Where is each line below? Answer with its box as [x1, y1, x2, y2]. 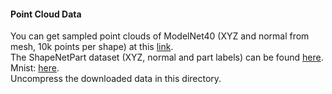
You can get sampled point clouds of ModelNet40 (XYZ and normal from [10, 30, 310, 42]
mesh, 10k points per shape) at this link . [10, 41, 174, 53]
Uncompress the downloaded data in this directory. [10, 73, 222, 85]
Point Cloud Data [10, 8, 82, 20]
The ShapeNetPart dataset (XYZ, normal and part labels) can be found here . [10, 51, 324, 64]
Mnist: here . [10, 62, 60, 74]
